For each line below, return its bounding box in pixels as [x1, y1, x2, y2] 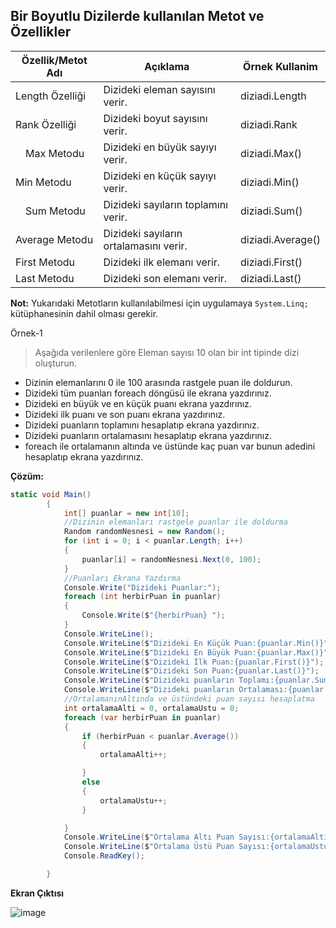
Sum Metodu [25, 204, 86, 218]
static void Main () [10, 489, 92, 499]
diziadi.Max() [240, 146, 303, 160]
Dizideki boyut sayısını [103, 111, 208, 125]
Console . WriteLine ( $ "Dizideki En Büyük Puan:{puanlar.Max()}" [63, 647, 329, 658]
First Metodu [15, 255, 76, 269]
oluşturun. [34, 357, 77, 369]
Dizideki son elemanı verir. [103, 271, 228, 285]
